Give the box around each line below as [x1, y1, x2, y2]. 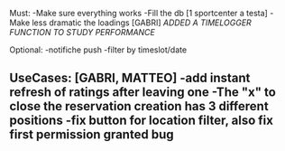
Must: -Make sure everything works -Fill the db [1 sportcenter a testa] [9, 8, 268, 18]
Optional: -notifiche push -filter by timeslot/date [9, 44, 188, 55]
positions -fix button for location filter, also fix [9, 113, 273, 128]
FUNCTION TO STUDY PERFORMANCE [9, 27, 155, 37]
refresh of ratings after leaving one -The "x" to [9, 85, 277, 100]
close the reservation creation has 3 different [9, 99, 269, 114]
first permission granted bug [9, 127, 174, 143]
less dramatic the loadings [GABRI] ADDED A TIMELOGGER [31, 17, 253, 28]
